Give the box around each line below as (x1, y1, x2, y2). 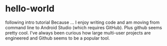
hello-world (5, 3, 55, 14)
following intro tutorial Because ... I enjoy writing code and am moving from (5, 19, 160, 25)
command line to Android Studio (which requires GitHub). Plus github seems (5, 24, 162, 30)
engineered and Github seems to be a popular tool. (5, 35, 110, 41)
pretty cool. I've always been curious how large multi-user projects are (5, 30, 151, 36)
